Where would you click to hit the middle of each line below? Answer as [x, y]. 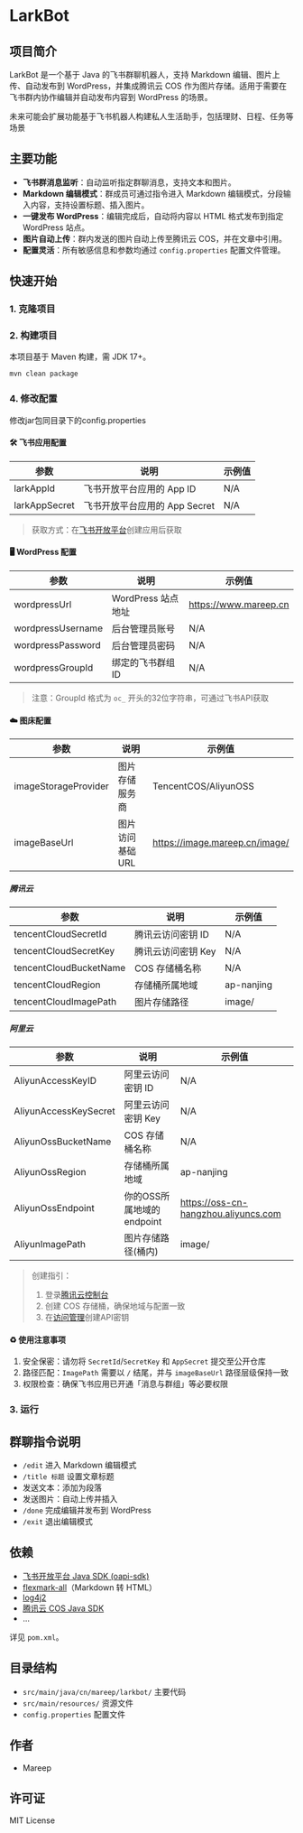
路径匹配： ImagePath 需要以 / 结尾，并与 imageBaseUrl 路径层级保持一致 [155, 1373]
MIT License [32, 1820]
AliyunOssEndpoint [54, 1208]
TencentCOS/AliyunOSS [204, 786]
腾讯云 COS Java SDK [63, 1608]
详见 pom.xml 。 [37, 1637]
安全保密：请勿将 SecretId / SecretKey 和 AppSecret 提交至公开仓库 [144, 1361]
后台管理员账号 [143, 629]
